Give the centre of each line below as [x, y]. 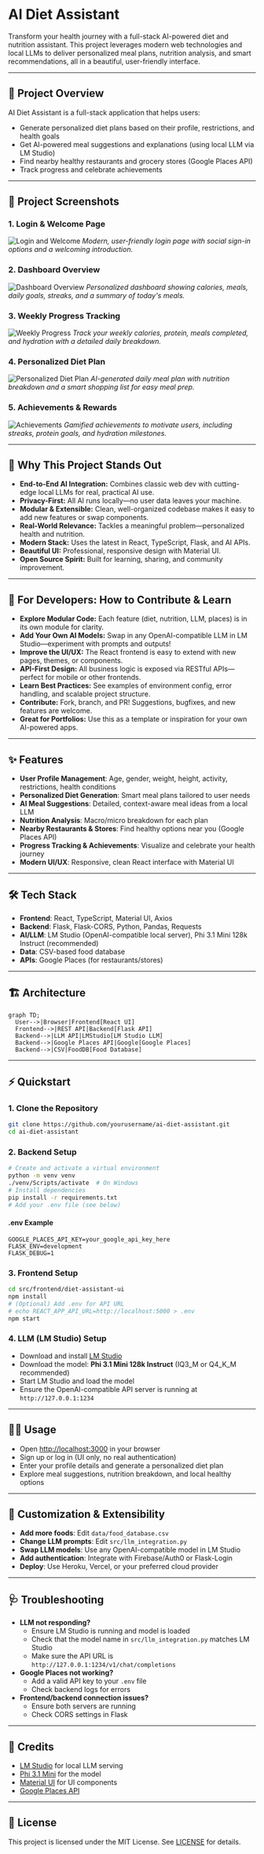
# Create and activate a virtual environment [84, 1169]
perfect [31, 678]
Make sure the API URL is [72, 1656]
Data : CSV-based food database [72, 951]
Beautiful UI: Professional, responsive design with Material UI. [120, 551]
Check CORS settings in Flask [79, 1715]
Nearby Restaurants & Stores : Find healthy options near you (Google [132, 829]
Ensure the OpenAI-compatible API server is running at [108, 1389]
